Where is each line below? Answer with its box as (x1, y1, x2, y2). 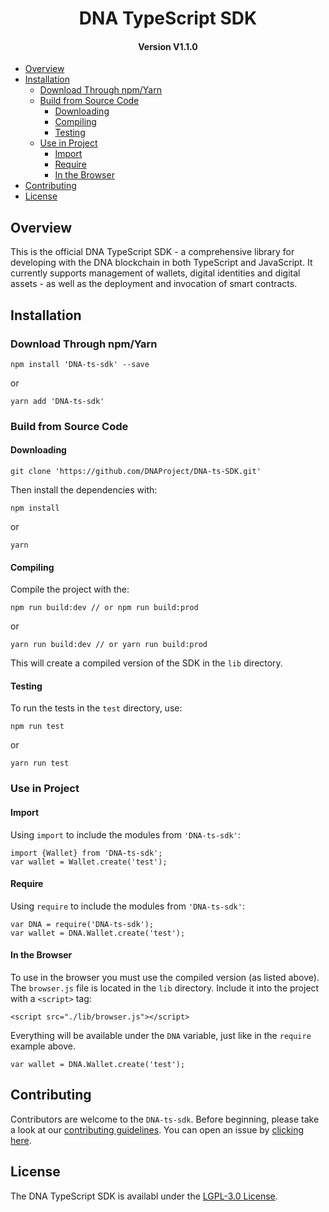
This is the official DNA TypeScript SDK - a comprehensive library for (10, 246, 295, 258)
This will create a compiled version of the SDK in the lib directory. (10, 657, 283, 669)
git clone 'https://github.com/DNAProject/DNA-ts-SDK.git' (10, 467, 262, 477)
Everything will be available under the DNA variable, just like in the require (10, 1029, 312, 1041)
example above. (10, 1040, 77, 1052)
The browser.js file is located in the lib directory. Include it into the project (10, 982, 320, 994)
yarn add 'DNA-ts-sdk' (10, 396, 105, 406)
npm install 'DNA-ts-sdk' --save (10, 359, 150, 369)
